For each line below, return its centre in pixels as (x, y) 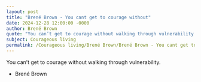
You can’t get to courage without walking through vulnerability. (83, 62)
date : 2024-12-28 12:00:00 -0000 (48, 23)
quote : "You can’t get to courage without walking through (81, 34)
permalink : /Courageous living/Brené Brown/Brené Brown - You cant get (97, 45)
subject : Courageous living (41, 40)
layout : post (22, 12)
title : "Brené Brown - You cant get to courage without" (79, 17)
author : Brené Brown (32, 28)
